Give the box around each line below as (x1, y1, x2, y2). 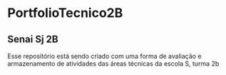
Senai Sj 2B (7, 33, 58, 45)
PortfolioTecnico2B (7, 5, 123, 21)
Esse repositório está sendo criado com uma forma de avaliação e (7, 52, 202, 60)
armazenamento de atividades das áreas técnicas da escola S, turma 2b (7, 59, 220, 68)
